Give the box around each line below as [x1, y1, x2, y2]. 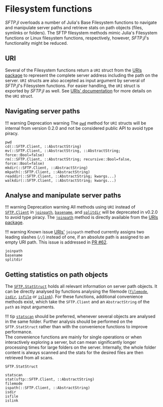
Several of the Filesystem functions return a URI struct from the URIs [5, 67, 142, 73]
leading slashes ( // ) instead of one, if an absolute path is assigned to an [5, 234, 150, 240]
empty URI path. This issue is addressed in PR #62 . [5, 239, 108, 245]
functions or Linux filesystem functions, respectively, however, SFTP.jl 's [5, 35, 149, 41]
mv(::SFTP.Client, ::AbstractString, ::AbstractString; [5, 148, 121, 153]
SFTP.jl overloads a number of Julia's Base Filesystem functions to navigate [5, 19, 157, 25]
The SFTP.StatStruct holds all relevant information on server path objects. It [5, 283, 158, 289]
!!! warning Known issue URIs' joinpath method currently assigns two [5, 229, 145, 235]
